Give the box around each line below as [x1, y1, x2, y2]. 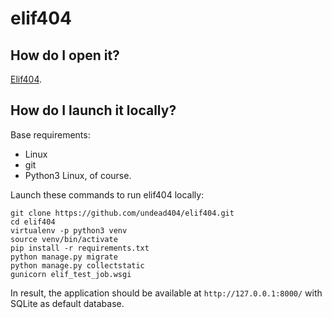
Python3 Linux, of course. [24, 169, 132, 181]
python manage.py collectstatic [10, 260, 145, 271]
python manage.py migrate [10, 252, 118, 262]
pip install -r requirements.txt [10, 243, 150, 253]
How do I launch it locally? [10, 102, 177, 119]
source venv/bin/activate [10, 234, 118, 244]
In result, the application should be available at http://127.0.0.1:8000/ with [10, 287, 323, 299]
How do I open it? [10, 47, 120, 64]
